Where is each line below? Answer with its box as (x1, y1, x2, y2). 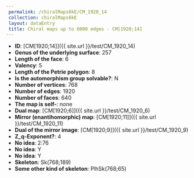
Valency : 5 (14, 62, 43, 69)
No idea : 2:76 (14, 139, 49, 146)
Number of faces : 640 (14, 94, 71, 101)
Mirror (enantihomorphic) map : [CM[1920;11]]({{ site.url (14, 114, 156, 121)
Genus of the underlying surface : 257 (14, 49, 112, 56)
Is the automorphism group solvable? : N (14, 75, 118, 82)
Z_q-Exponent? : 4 (14, 133, 62, 140)
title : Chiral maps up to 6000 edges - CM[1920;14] (8, 26, 143, 32)
